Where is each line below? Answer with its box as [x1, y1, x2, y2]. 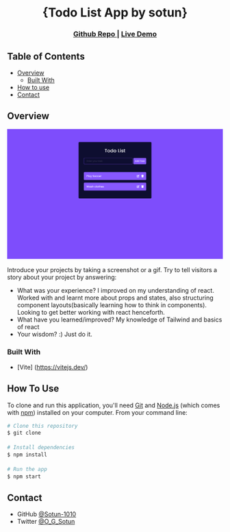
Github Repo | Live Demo [73, 29, 157, 39]
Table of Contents [7, 50, 86, 62]
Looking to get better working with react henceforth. [16, 309, 166, 317]
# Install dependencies [7, 444, 75, 451]
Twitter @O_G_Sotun [16, 518, 75, 526]
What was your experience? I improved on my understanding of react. [16, 287, 214, 295]
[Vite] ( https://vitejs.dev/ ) [16, 363, 88, 371]
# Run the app [7, 465, 48, 472]
